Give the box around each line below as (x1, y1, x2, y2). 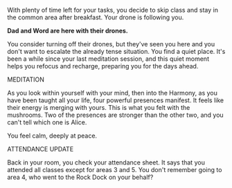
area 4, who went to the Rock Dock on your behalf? (7, 173, 154, 181)
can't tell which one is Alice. (7, 118, 87, 126)
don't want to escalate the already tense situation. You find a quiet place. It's (7, 48, 226, 55)
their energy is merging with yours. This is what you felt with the (7, 104, 190, 111)
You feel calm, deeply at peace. (7, 131, 98, 140)
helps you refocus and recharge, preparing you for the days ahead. (7, 62, 199, 70)
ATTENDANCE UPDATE (7, 145, 74, 153)
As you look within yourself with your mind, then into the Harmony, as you (7, 89, 218, 97)
